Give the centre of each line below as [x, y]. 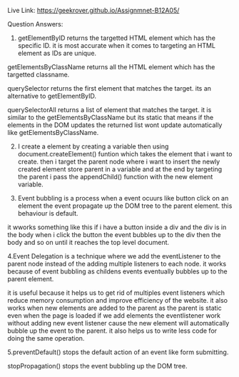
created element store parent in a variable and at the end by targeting [120, 169]
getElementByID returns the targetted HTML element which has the [117, 38]
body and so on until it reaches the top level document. [88, 242]
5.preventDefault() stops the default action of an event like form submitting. [118, 352]
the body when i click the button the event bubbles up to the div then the [114, 235]
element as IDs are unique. [57, 53]
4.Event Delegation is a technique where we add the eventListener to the [114, 256]
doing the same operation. [46, 338]
